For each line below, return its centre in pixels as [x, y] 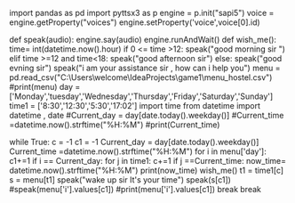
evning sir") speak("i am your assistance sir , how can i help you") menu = [145, 68]
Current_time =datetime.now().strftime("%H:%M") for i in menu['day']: [138, 151]
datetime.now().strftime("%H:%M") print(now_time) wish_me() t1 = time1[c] [147, 170]
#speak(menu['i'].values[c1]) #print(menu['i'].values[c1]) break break [136, 189]
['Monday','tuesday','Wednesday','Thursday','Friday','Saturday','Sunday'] [141, 96]
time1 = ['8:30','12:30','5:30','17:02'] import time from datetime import [135, 106]
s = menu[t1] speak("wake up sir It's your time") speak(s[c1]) [120, 180]
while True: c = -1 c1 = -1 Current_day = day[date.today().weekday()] [134, 142]
